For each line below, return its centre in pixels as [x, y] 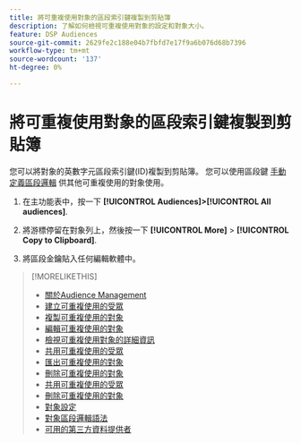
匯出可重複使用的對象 [84, 362]
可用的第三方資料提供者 [88, 429]
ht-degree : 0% [36, 68]
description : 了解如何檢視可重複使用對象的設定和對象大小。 [109, 26]
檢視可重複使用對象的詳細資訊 [99, 339]
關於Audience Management [95, 294]
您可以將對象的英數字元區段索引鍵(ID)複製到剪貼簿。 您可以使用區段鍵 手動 [148, 171]
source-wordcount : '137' [56, 59]
